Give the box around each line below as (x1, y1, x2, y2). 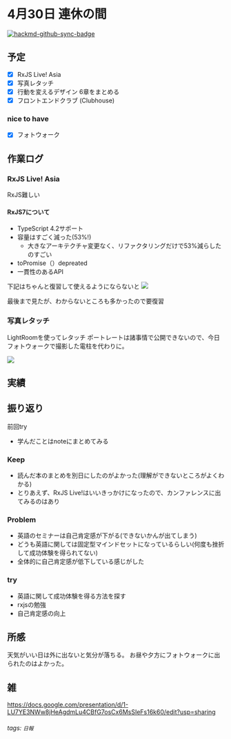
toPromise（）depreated (17, 259, 88, 267)
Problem (7, 515, 37, 524)
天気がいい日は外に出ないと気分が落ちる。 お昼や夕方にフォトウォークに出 (7, 651, 221, 659)
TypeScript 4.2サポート (17, 224, 84, 232)
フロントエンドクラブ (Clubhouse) (17, 96, 115, 104)
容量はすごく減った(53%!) (17, 233, 92, 241)
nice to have (7, 113, 50, 123)
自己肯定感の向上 (17, 609, 66, 617)
